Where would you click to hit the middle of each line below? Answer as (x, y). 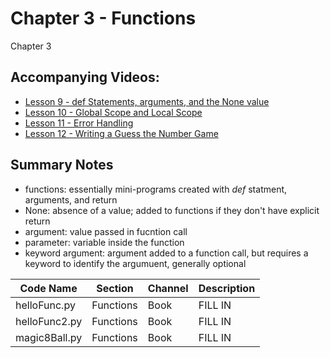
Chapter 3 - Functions (103, 18)
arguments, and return (71, 199)
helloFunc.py (45, 305)
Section (115, 288)
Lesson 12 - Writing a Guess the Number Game (121, 133)
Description (227, 288)
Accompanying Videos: (85, 77)
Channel (168, 288)
